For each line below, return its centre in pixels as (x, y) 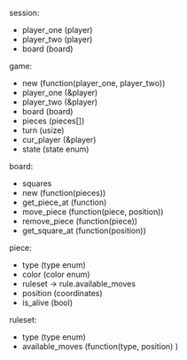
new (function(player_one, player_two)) (93, 83)
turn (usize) (43, 130)
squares (37, 184)
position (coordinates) (62, 293)
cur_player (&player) (59, 140)
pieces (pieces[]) (53, 121)
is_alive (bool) (47, 302)
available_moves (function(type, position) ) (100, 346)
